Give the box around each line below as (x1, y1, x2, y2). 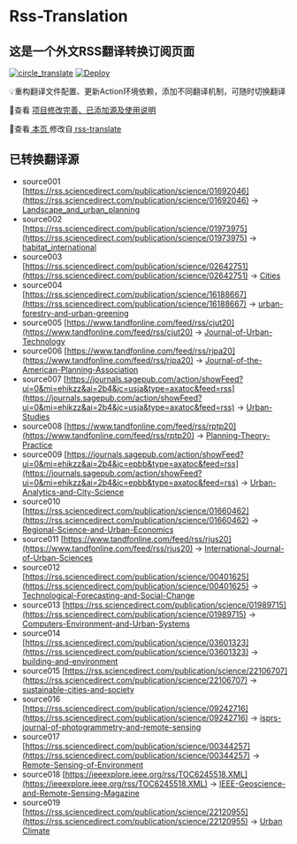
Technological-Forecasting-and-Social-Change (21, 590, 195, 600)
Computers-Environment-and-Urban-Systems (21, 618, 190, 629)
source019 (21, 797, 61, 808)
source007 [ (21, 374, 67, 384)
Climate (21, 825, 50, 836)
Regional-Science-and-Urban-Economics (21, 524, 174, 535)
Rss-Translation (9, 6, 128, 27)
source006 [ (21, 345, 68, 356)
